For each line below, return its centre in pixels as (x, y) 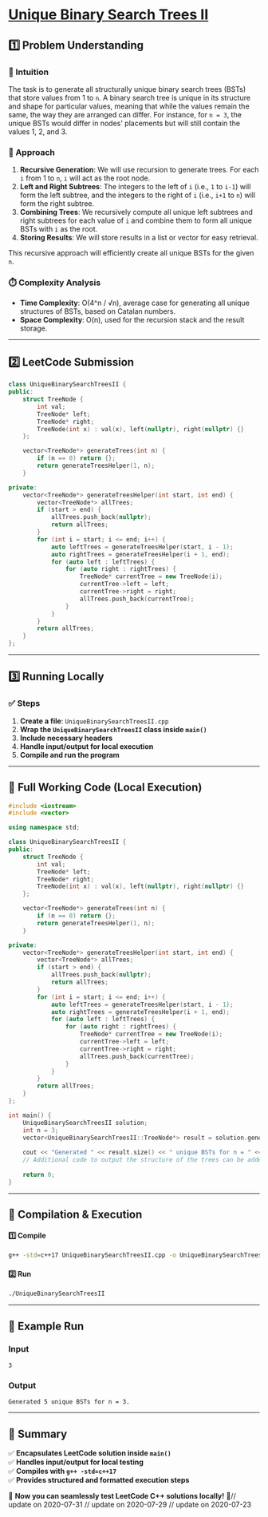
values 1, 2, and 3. (38, 131)
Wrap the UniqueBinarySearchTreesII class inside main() (113, 729)
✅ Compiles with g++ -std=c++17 (63, 1471)
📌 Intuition (29, 72)
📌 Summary (38, 1434)
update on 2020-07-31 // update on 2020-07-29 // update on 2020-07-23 (130, 1504)
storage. (33, 328)
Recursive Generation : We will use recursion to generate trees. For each (139, 170)
